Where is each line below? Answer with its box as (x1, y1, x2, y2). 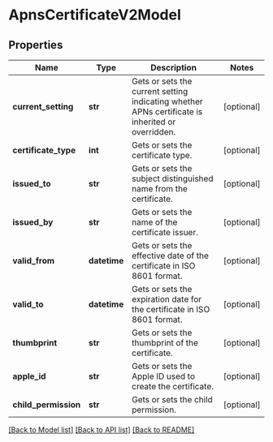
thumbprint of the (131, 337, 199, 348)
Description (149, 62, 197, 73)
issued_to (12, 178, 51, 189)
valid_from (12, 255, 55, 266)
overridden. (131, 127, 176, 137)
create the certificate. (131, 381, 214, 392)
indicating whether (131, 96, 203, 107)
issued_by (12, 217, 54, 228)
